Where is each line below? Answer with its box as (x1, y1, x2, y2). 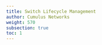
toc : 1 (6, 30, 22, 36)
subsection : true (6, 25, 49, 31)
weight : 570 (6, 19, 35, 25)
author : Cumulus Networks (6, 14, 70, 20)
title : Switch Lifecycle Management (6, 8, 96, 15)
